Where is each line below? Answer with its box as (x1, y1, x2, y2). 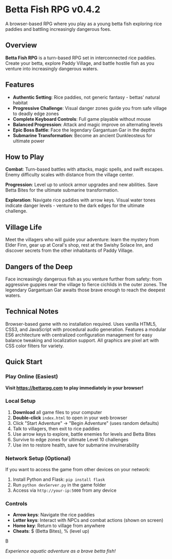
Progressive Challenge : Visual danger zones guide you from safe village (12, 105, 167, 111)
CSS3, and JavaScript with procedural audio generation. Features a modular (5, 326, 166, 332)
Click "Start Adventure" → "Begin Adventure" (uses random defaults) (12, 420, 159, 426)
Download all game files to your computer (12, 409, 102, 415)
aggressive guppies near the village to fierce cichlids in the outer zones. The (5, 282, 167, 287)
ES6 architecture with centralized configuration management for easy (5, 331, 152, 338)
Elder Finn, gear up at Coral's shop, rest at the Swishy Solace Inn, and (5, 242, 153, 248)
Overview (5, 41, 37, 50)
